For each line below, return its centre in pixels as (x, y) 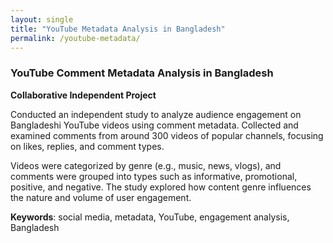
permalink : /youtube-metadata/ (75, 38)
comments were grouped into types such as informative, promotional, (154, 176)
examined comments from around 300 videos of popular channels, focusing (167, 135)
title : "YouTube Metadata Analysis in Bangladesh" (118, 29)
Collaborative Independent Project (83, 95)
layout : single (42, 19)
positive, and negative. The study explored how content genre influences (161, 187)
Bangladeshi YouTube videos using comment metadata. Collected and (154, 125)
